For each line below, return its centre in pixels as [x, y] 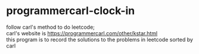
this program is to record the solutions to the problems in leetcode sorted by [100, 39]
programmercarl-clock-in [71, 11]
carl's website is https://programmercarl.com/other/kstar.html [82, 33]
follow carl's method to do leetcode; [51, 27]
